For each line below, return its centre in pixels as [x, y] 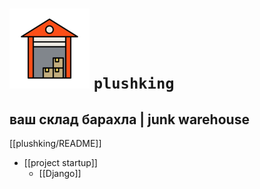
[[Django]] [60, 173]
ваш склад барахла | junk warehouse [129, 119]
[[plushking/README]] [55, 143]
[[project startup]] [60, 162]
